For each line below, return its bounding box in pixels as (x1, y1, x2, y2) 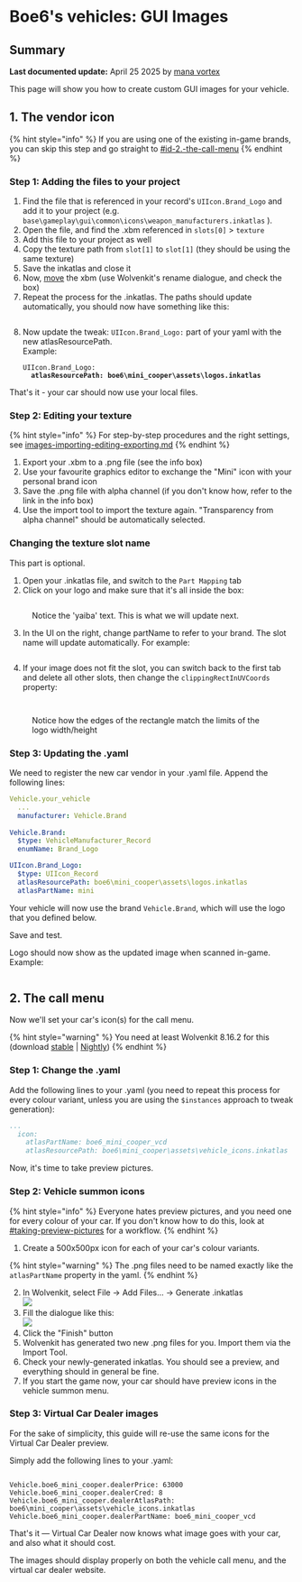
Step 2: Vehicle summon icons (9, 1185, 146, 1198)
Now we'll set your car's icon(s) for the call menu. (9, 1015, 195, 1026)
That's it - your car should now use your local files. (9, 387, 198, 398)
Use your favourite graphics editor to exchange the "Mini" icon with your (22, 466, 292, 477)
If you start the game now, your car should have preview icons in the (22, 1375, 277, 1386)
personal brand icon (22, 476, 97, 487)
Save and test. (9, 929, 63, 940)
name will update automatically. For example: (22, 637, 190, 648)
